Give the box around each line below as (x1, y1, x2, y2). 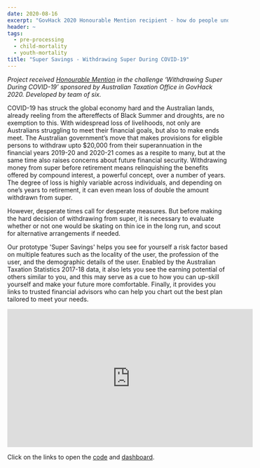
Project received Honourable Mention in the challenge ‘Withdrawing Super (7, 75, 223, 83)
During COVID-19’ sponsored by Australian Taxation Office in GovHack (7, 82, 213, 91)
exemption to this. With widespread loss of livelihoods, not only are (7, 119, 201, 127)
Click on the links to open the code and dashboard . (7, 453, 155, 461)
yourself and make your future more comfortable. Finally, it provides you (7, 280, 216, 288)
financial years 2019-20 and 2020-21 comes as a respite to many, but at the (7, 148, 226, 156)
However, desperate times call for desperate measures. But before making (7, 206, 222, 215)
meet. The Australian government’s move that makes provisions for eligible (7, 133, 223, 142)
